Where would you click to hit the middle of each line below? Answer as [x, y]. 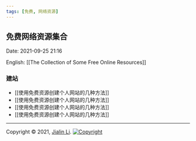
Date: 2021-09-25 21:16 [34, 51]
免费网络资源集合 [37, 37]
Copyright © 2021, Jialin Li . [39, 132]
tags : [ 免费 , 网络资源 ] [32, 11]
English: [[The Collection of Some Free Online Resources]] [76, 63]
